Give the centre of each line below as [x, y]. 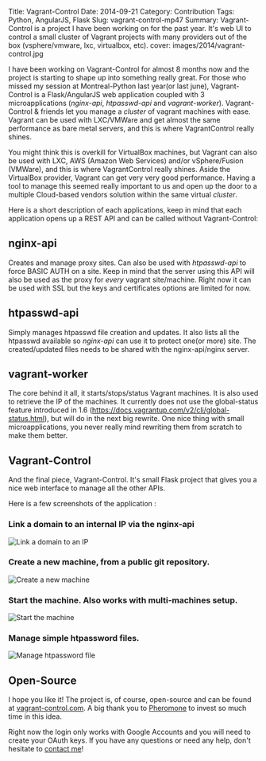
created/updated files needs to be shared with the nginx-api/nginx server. [129, 349]
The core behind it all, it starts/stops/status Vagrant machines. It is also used [133, 393]
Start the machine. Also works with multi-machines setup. [123, 600]
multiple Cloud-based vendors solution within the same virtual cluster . [123, 195]
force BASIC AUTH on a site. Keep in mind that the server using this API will [132, 271]
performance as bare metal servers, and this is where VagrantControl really [131, 128]
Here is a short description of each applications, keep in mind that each [125, 210]
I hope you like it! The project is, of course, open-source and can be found [130, 700]
